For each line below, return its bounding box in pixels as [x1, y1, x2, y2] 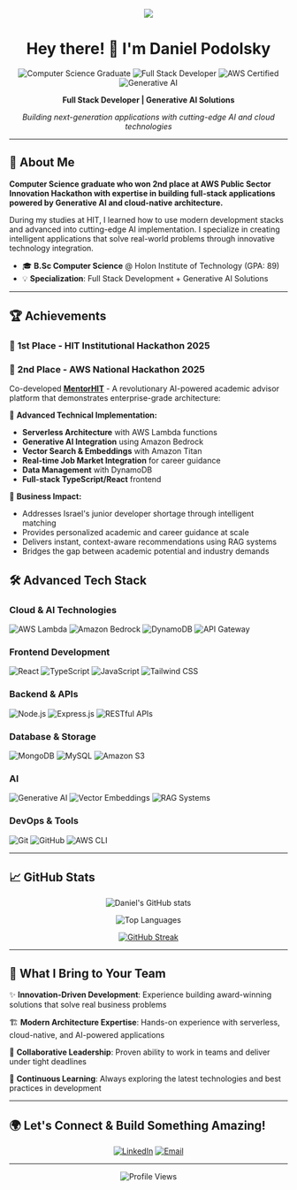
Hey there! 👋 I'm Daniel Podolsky [26, 39, 271, 59]
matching [21, 518, 57, 528]
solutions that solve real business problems [9, 1000, 167, 1010]
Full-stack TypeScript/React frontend [21, 474, 162, 485]
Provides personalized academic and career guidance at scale [21, 527, 249, 538]
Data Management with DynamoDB [21, 464, 153, 475]
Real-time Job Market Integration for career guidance [21, 456, 221, 466]
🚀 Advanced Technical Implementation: [9, 410, 157, 420]
